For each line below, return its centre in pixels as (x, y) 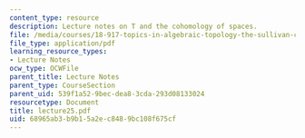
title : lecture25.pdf (50, 111)
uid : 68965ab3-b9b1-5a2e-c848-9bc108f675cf (93, 119)
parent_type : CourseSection (63, 85)
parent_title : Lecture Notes (64, 77)
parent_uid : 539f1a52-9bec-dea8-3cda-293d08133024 (107, 94)
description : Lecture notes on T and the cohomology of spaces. (133, 26)
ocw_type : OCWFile (44, 69)
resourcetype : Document (54, 102)
